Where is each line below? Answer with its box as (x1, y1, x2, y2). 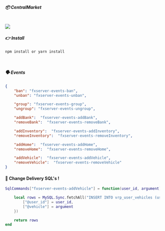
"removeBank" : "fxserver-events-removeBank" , (14, 120, 111, 125)
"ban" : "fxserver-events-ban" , (14, 88, 78, 93)
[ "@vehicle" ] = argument (23, 204, 74, 209)
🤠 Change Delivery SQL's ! (5, 175, 60, 181)
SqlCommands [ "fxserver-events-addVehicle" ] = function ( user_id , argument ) (5, 186, 162, 191)
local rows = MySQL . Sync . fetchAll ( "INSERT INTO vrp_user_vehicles (14, 195, 153, 200)
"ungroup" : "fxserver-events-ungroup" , (14, 106, 96, 112)
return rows (14, 218, 38, 223)
